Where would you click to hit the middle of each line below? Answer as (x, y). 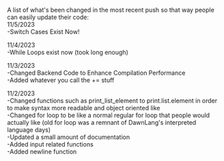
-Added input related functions (50, 144)
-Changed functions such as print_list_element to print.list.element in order (112, 101)
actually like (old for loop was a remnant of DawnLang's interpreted (102, 122)
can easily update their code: (48, 17)
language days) (29, 130)
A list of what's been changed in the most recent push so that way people (111, 10)
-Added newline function (42, 151)
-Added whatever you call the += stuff (61, 80)
